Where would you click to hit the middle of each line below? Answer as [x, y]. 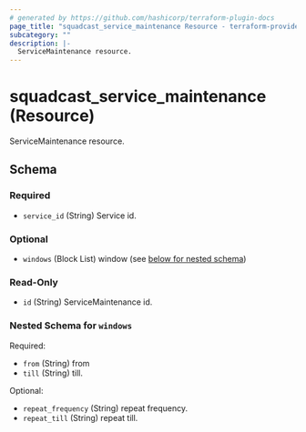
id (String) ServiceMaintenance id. [87, 302]
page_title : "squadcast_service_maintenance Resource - [117, 26]
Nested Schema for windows [71, 326]
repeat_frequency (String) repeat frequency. [105, 408]
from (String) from [56, 363]
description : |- [40, 43]
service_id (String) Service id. [79, 216]
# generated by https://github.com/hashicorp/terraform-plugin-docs [142, 18]
